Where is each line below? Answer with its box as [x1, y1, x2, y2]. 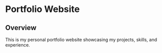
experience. [5, 42, 30, 48]
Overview [5, 23, 37, 32]
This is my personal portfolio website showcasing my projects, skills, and [5, 36, 157, 42]
